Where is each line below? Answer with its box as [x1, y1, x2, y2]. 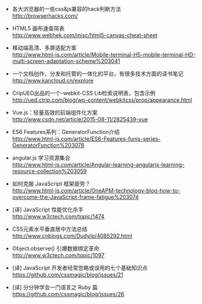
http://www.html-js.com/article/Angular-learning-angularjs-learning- [12, 161, 185, 168]
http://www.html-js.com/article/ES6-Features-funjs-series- [12, 135, 161, 142]
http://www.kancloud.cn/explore [12, 77, 94, 84]
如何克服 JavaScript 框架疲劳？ [12, 180, 90, 187]
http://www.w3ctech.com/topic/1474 [12, 213, 105, 220]
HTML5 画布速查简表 [12, 25, 65, 32]
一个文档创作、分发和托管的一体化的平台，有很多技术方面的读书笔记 [12, 70, 184, 77]
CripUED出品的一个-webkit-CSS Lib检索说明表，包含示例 [12, 90, 156, 96]
